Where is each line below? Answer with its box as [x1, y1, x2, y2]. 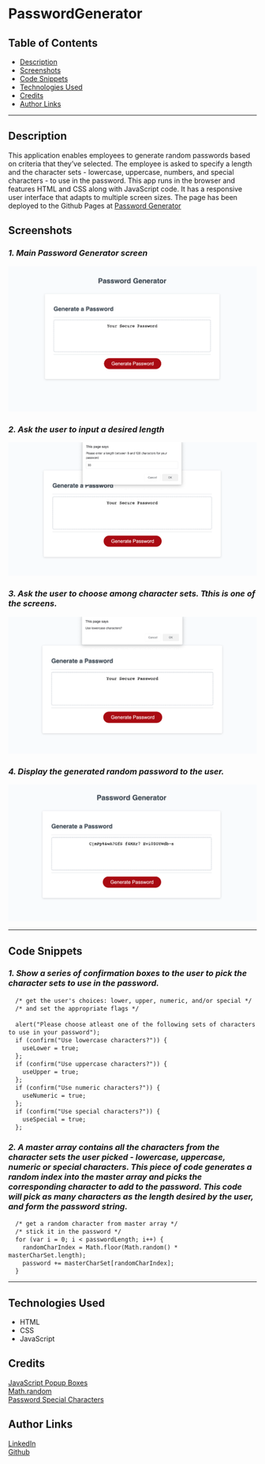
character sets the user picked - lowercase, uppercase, [8, 1152, 226, 1163]
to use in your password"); [8, 1028, 101, 1036]
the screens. [8, 598, 58, 609]
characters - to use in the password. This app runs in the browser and [8, 176, 235, 185]
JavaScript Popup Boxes [8, 1378, 88, 1387]
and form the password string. [8, 1201, 128, 1212]
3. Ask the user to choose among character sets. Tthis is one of [8, 588, 256, 600]
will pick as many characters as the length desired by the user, [8, 1191, 254, 1202]
